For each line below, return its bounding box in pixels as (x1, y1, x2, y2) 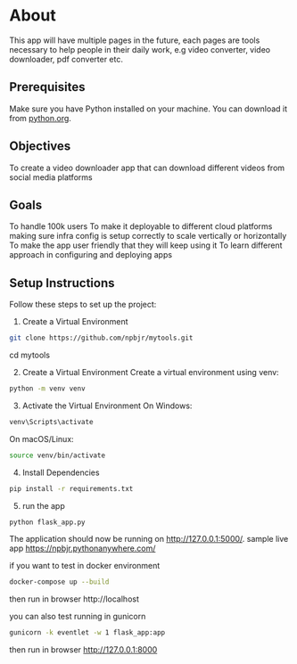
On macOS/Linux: (9, 433, 74, 444)
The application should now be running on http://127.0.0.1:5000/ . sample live (9, 534, 289, 545)
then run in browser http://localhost (9, 594, 140, 604)
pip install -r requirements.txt (9, 484, 134, 493)
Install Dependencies (21, 467, 100, 478)
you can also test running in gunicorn (9, 611, 146, 622)
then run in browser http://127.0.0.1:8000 (9, 644, 158, 655)
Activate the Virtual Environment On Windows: (21, 400, 193, 411)
